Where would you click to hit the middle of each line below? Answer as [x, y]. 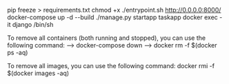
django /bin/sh [33, 24]
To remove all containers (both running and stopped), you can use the [106, 38]
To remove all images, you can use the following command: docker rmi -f [111, 66]
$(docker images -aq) [38, 73]
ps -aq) [18, 52]
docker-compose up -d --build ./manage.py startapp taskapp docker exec [113, 17]
